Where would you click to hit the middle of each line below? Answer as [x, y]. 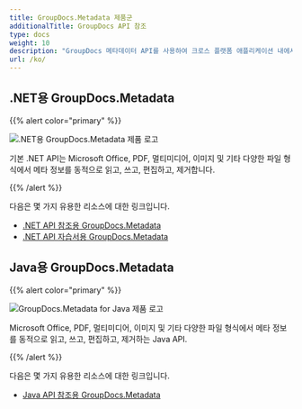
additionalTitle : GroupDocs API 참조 [78, 26]
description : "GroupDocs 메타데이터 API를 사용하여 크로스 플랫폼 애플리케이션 [142, 51]
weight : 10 [30, 43]
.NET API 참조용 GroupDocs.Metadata [92, 225]
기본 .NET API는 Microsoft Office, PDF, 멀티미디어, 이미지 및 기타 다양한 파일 [145, 158]
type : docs [30, 34]
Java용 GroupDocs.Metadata [92, 268]
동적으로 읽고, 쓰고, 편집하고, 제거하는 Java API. [103, 339]
